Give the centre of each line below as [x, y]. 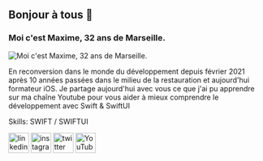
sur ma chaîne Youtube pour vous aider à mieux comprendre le [114, 97]
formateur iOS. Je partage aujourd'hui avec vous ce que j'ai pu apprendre [131, 88]
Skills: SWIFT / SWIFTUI [48, 121]
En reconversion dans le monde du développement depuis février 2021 [127, 71]
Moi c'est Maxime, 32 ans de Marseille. [87, 38]
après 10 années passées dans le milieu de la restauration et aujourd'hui [129, 80]
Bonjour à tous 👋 [51, 15]
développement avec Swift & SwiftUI [69, 105]
